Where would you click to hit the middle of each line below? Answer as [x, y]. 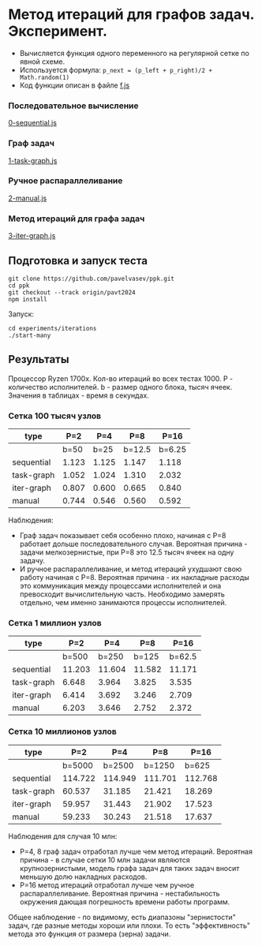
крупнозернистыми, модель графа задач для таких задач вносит [129, 868]
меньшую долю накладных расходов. [83, 877]
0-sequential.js [33, 123]
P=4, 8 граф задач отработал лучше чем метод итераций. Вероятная [136, 851]
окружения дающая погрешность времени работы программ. [125, 902]
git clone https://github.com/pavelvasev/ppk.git [92, 279]
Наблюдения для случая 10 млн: [63, 836]
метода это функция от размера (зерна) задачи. [90, 933]
